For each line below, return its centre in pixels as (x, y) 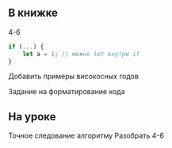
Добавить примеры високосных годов (73, 76)
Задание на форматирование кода (67, 92)
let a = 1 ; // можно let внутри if (81, 54)
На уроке (32, 117)
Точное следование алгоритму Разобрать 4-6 (86, 136)
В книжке (33, 13)
